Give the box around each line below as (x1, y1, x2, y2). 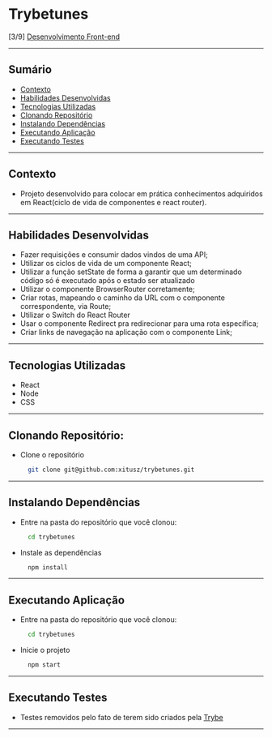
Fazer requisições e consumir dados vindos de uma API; (19, 250, 209, 260)
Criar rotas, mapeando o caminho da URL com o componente (19, 293, 225, 302)
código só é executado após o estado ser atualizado (19, 276, 196, 285)
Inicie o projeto (19, 646, 70, 655)
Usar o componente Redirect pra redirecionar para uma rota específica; (19, 319, 259, 328)
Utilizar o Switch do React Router (19, 310, 131, 320)
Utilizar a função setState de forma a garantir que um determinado (19, 267, 243, 277)
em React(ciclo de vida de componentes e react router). (19, 197, 207, 207)
